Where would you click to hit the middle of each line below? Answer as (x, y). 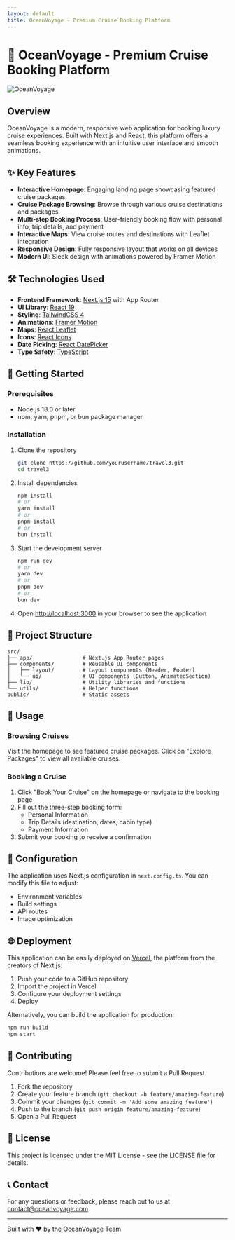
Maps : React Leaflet (47, 329)
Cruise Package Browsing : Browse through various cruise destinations (120, 205)
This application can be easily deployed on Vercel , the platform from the (111, 958)
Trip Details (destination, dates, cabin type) (90, 822)
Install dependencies (48, 483)
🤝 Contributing (40, 1056)
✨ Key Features (41, 172)
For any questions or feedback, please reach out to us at (88, 1201)
